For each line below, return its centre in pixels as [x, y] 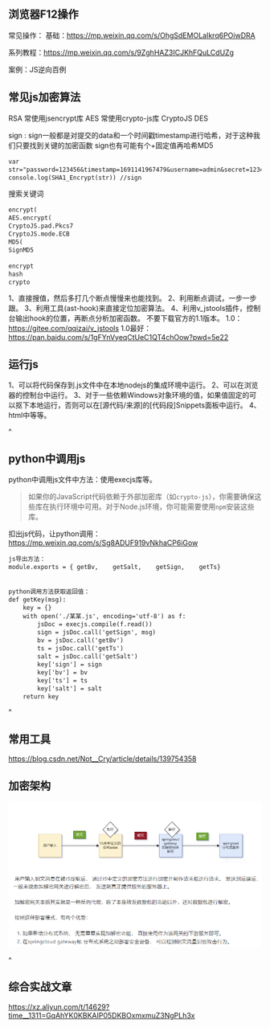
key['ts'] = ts [63, 681]
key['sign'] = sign [70, 665]
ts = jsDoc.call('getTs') [81, 649]
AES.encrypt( [30, 218]
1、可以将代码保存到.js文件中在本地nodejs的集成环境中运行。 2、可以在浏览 [133, 385]
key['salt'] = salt [70, 689]
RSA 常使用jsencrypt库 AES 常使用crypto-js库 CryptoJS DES [108, 118]
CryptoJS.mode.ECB [39, 234]
